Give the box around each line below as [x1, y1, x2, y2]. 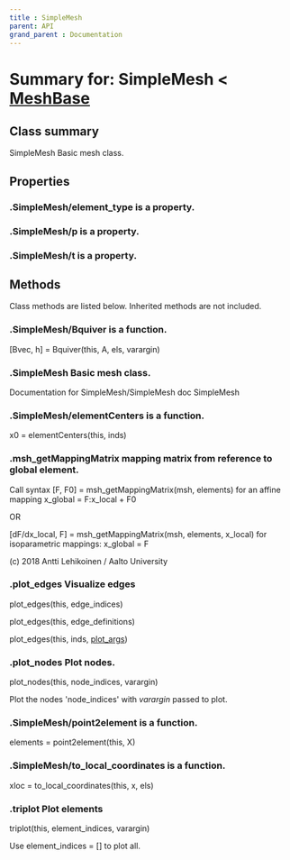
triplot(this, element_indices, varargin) [9, 823, 150, 834]
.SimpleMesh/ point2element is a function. [9, 717, 198, 729]
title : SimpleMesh [9, 13, 83, 23]
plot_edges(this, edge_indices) [9, 599, 123, 609]
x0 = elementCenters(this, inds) [9, 430, 127, 441]
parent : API [9, 22, 54, 31]
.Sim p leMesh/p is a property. [9, 224, 140, 237]
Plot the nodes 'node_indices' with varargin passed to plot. [9, 694, 228, 705]
